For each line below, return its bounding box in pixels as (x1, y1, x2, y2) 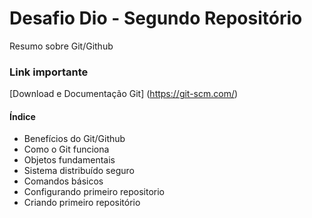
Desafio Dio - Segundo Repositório (9, 7, 303, 30)
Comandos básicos (23, 175, 104, 187)
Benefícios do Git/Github (23, 133, 126, 145)
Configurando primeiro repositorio (23, 186, 165, 198)
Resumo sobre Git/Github (9, 40, 114, 52)
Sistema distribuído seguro (23, 165, 135, 177)
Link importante (9, 65, 89, 79)
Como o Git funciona (23, 143, 110, 156)
